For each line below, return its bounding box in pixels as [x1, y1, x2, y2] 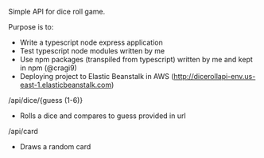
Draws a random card [19, 142, 91, 151]
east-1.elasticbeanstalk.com [19, 80, 112, 89]
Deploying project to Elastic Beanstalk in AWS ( [19, 72, 174, 81]
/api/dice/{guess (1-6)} [8, 96, 83, 105]
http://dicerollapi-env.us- [173, 72, 256, 81]
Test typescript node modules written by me [19, 46, 165, 55]
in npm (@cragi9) [19, 63, 77, 73]
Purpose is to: [8, 22, 54, 31]
